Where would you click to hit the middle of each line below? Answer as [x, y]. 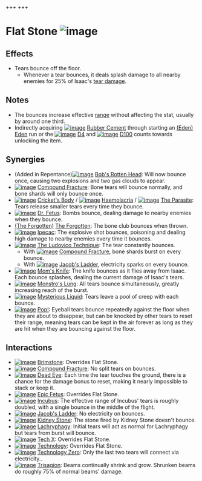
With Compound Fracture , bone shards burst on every [102, 251]
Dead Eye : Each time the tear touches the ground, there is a [112, 375]
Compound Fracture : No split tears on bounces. [97, 369]
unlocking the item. [38, 141]
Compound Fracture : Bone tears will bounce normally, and [110, 187]
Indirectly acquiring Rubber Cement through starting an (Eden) [104, 127]
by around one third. [40, 121]
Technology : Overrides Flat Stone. [80, 446]
